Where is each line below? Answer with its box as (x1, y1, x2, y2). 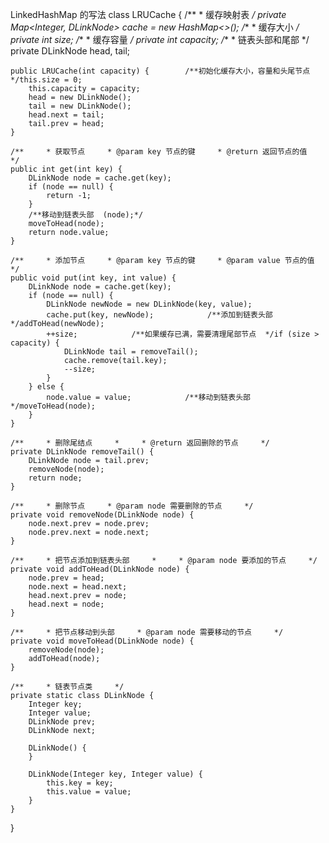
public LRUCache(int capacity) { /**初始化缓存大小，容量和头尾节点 (10, 66, 311, 76)
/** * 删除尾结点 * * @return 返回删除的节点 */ (10, 438, 270, 448)
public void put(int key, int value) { (10, 273, 177, 283)
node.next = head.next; (28, 582, 128, 592)
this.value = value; (46, 787, 132, 797)
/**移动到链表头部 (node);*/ (28, 210, 144, 220)
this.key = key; (46, 778, 114, 788)
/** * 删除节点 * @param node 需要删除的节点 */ (10, 501, 254, 511)
